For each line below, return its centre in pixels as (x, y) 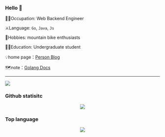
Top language (22, 119)
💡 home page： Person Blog (32, 57)
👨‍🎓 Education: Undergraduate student (43, 47)
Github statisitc (24, 96)
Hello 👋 (14, 8)
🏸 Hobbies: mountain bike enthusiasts (43, 38)
